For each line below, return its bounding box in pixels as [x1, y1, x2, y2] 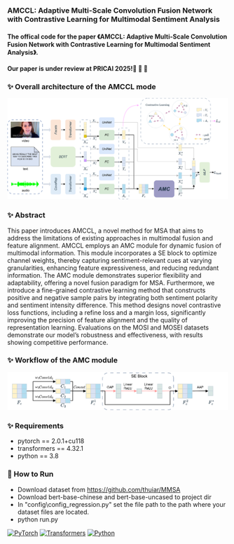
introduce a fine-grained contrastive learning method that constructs [7, 286, 206, 294]
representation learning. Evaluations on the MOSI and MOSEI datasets [7, 323, 209, 332]
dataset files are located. [17, 508, 90, 516]
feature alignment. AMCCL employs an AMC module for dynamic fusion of [7, 241, 222, 250]
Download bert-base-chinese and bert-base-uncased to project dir [17, 493, 212, 501]
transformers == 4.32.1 [17, 444, 84, 453]
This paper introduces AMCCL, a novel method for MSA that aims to [7, 226, 204, 235]
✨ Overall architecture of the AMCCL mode [7, 82, 156, 92]
